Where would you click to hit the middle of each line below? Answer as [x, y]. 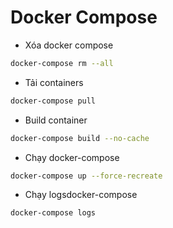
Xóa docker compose [69, 45]
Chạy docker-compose [72, 157]
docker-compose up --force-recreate [86, 176]
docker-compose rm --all [62, 63]
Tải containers [54, 82]
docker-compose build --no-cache [80, 138]
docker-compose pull [53, 101]
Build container [56, 120]
